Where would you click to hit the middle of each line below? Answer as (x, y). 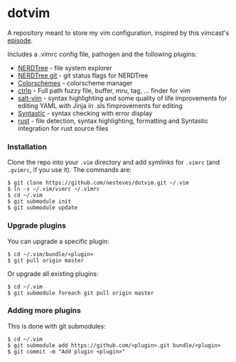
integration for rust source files (63, 128)
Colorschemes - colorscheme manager (75, 82)
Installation (27, 147)
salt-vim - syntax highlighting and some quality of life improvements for (122, 98)
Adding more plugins (44, 311)
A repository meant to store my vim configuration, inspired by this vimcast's (118, 33)
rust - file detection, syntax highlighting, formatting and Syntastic (113, 121)
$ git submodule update (43, 208)
